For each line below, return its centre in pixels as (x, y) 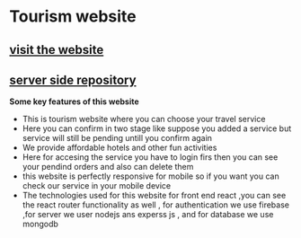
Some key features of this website (74, 101)
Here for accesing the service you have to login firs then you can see (150, 157)
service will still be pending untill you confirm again (117, 138)
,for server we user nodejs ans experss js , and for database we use (148, 215)
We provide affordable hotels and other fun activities (120, 148)
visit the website (57, 50)
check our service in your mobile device (97, 186)
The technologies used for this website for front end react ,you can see (154, 196)
